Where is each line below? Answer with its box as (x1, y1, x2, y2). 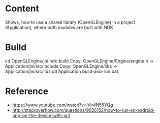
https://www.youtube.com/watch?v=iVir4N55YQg (12, 102, 113, 108)
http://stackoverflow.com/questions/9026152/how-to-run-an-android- (12, 107, 155, 113)
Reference (5, 86, 48, 97)
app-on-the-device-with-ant (12, 112, 70, 118)
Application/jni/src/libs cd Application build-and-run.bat (5, 68, 118, 74)
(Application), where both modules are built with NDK (5, 24, 113, 30)
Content (5, 3, 39, 14)
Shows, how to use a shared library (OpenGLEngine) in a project (5, 19, 135, 25)
